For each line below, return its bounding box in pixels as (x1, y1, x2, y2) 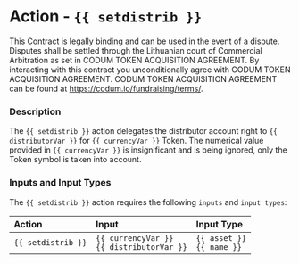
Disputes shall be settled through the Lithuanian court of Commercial (9, 45, 262, 55)
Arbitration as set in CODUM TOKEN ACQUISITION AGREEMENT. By (9, 54, 260, 65)
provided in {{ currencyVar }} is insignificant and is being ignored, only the (9, 144, 287, 155)
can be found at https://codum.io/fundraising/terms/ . (9, 83, 203, 94)
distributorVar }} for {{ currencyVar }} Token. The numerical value (9, 136, 264, 146)
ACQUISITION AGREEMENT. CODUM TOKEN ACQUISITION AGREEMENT (9, 73, 278, 84)
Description (9, 105, 62, 118)
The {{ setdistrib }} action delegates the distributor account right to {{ (9, 126, 278, 136)
